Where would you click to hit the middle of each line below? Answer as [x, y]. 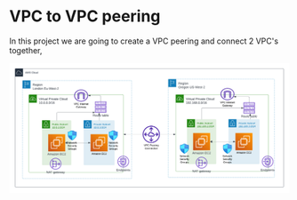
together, [26, 50]
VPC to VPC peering [85, 16]
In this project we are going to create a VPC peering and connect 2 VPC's [144, 41]
